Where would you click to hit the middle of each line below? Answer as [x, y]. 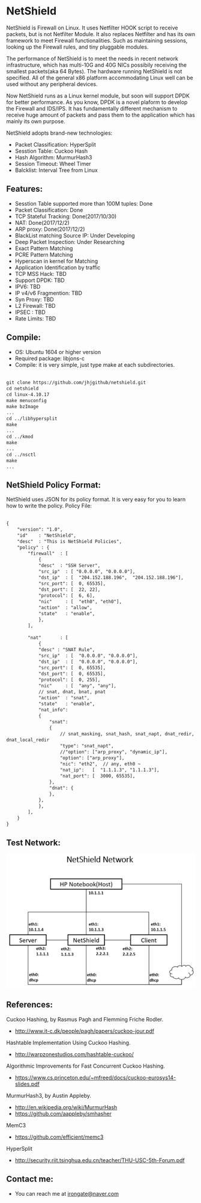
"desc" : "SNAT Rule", [67, 650]
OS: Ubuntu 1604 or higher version [58, 352]
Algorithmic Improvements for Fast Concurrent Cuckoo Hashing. [85, 1066]
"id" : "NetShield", [47, 536]
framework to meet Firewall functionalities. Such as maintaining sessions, [97, 40]
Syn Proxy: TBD [34, 299]
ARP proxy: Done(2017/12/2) [50, 229]
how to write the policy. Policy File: [49, 506]
